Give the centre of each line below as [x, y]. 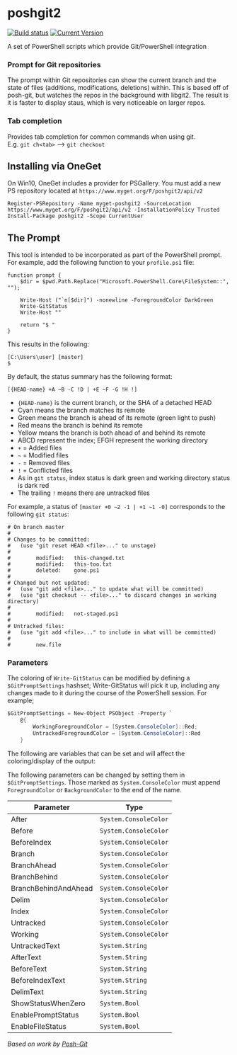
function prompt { [34, 275]
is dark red [33, 486]
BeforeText [29, 969]
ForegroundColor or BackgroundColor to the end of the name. [95, 789]
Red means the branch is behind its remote [80, 426]
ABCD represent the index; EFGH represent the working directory [113, 440]
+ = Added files [40, 448]
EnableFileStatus [39, 1026]
